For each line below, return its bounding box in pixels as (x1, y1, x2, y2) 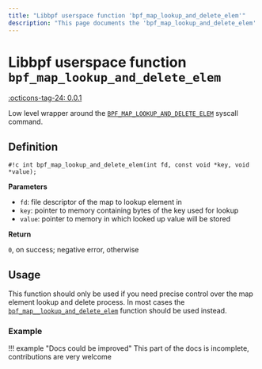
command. (8, 117, 44, 127)
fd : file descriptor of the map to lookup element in (19, 198, 182, 207)
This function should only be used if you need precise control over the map (8, 289, 253, 298)
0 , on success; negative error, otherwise (8, 245, 139, 255)
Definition (8, 140, 58, 153)
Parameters (8, 182, 47, 191)
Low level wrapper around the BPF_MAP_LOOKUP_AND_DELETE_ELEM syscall (8, 109, 239, 118)
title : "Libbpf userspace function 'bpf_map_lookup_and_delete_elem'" (8, 11, 246, 20)
